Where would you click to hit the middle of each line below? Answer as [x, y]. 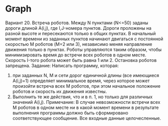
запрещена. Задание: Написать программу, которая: [62, 66]
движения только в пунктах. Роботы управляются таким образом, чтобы [83, 49]
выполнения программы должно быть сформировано [70, 113]
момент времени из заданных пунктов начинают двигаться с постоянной [84, 39]
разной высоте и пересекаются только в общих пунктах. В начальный [80, 33]
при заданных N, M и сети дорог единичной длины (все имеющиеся [86, 75]
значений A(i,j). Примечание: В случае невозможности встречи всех [86, 102]
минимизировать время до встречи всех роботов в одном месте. [76, 55]
